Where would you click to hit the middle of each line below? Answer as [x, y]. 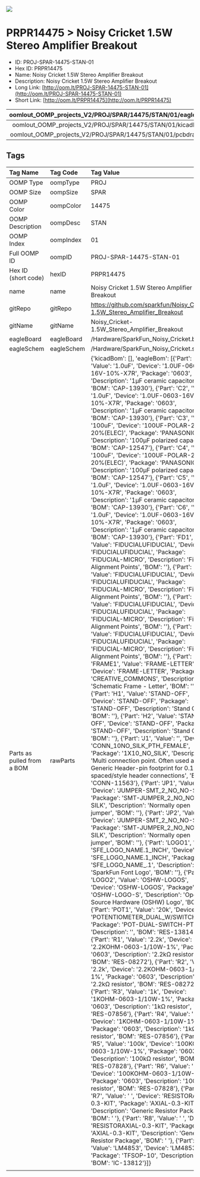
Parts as [21, 753]
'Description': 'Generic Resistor [135, 1110]
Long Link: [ [29, 87]
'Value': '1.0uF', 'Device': [126, 365]
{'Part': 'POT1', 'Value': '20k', [132, 909]
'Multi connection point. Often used [140, 760]
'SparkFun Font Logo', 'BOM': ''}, [137, 872]
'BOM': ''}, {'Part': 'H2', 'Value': [134, 716]
